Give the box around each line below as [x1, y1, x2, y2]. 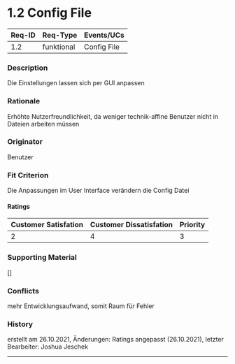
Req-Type [42, 30, 78, 40]
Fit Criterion [7, 170, 49, 180]
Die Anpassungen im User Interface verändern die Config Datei [7, 187, 190, 195]
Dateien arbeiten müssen [7, 119, 80, 128]
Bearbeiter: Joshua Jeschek [7, 342, 89, 351]
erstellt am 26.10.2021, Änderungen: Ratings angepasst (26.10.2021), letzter [7, 335, 224, 344]
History [7, 319, 34, 329]
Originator [7, 137, 43, 147]
